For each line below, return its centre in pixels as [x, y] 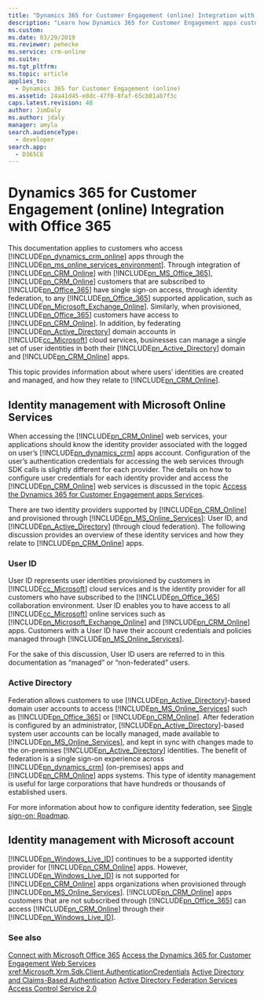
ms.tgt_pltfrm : [33, 67]
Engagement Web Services [52, 963]
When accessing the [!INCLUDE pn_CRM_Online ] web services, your [118, 436]
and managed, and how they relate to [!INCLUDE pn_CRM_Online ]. [114, 380]
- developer [35, 139]
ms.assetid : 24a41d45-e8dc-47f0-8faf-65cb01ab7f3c [93, 96]
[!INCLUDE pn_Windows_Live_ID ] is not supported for [94, 876]
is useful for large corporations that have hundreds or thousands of [117, 783]
